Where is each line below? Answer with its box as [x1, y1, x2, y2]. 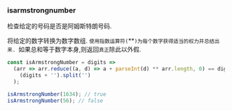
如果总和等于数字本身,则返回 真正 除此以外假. [18, 46, 142, 54]
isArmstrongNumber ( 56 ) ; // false [7, 97, 104, 104]
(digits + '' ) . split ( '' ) [19, 72, 91, 79]
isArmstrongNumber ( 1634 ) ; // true [7, 90, 107, 98]
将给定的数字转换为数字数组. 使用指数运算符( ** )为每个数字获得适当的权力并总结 [7, 37, 215, 45]
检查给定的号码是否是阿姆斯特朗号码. [7, 22, 113, 30]
